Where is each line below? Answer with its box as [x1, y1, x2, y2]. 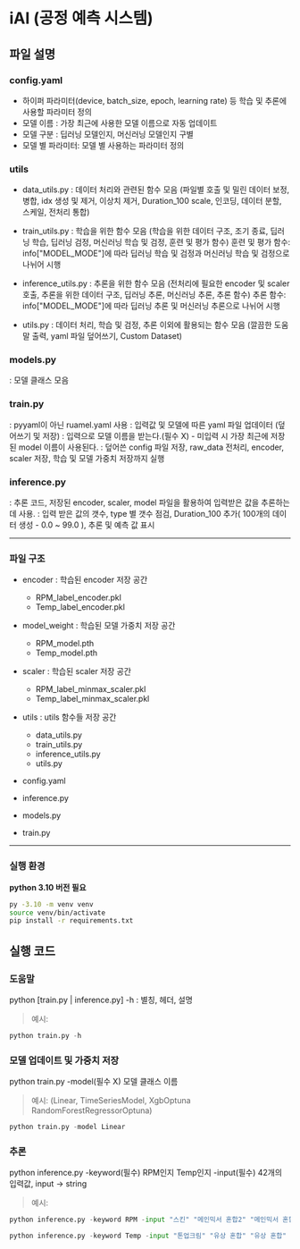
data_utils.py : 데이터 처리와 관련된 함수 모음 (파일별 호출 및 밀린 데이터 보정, [21, 184, 290, 195]
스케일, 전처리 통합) [21, 207, 90, 217]
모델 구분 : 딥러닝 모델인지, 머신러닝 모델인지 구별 [21, 129, 194, 139]
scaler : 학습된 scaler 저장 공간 [21, 666, 132, 677]
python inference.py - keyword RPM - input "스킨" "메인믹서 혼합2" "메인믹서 [9, 1215, 279, 1225]
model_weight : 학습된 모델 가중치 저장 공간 [21, 620, 176, 631]
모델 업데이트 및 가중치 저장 [9, 1054, 120, 1067]
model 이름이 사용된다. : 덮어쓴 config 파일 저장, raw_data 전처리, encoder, [18, 442, 284, 452]
